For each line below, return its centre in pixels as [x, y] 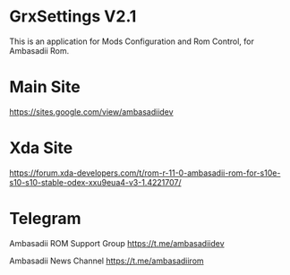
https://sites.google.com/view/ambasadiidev [91, 112]
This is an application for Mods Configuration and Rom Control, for [132, 41]
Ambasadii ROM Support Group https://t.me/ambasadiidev [117, 243]
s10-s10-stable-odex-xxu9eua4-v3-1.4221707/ [95, 182]
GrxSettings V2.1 [73, 17]
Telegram [45, 219]
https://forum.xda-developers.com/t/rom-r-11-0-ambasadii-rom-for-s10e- [145, 173]
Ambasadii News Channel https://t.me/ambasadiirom [107, 261]
